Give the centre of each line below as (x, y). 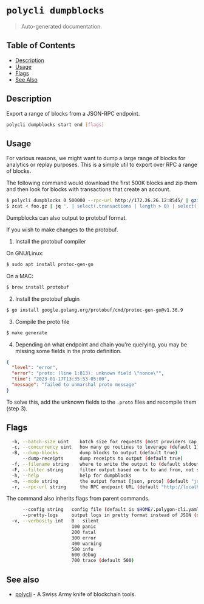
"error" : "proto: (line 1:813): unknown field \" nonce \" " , (88, 373)
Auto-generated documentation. (61, 26)
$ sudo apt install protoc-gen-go (50, 264)
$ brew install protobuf (38, 287)
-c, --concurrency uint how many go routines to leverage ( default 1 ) (106, 447)
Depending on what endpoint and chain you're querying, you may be (101, 344)
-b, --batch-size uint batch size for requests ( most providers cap (104, 441)
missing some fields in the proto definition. (68, 351)
